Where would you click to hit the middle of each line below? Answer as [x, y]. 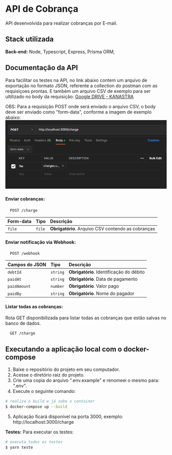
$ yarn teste [19, 447]
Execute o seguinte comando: [44, 391]
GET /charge [23, 333]
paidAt [14, 280]
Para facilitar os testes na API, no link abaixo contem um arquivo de [76, 80]
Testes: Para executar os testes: [40, 432]
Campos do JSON [27, 264]
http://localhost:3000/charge [43, 422]
